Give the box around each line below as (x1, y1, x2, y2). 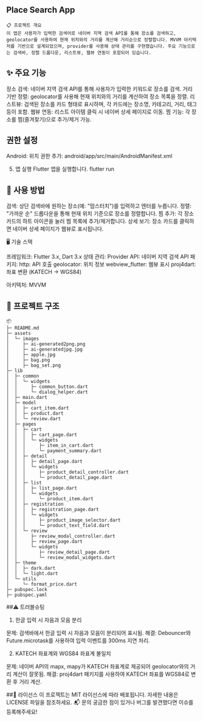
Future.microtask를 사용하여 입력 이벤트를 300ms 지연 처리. (6, 637, 150, 644)
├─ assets (6, 331, 32, 337)
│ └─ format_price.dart (6, 581, 78, 587)
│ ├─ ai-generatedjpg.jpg (6, 346, 83, 353)
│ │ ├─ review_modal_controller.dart (6, 533, 115, 539)
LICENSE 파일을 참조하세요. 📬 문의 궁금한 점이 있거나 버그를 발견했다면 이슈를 (6, 698, 194, 706)
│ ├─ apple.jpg (6, 352, 56, 358)
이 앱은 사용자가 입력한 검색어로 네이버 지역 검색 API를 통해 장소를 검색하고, (6, 30, 176, 36)
